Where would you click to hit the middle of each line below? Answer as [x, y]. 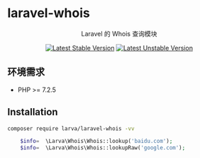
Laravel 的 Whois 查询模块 [119, 33]
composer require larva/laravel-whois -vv [71, 128]
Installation [33, 112]
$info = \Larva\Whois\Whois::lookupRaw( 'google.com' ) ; [103, 148]
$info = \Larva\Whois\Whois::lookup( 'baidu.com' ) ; [96, 141]
